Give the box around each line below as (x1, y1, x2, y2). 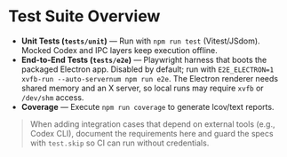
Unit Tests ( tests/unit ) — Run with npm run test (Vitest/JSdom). (20, 35, 260, 46)
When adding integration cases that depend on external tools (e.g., (29, 118, 276, 130)
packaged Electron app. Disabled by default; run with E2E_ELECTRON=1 (20, 64, 275, 75)
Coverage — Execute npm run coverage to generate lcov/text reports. (20, 101, 275, 112)
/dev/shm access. (20, 91, 84, 103)
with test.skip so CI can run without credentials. (29, 137, 210, 148)
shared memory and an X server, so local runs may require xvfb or (20, 82, 264, 93)
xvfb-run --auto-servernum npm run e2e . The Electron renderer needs (20, 73, 279, 83)
